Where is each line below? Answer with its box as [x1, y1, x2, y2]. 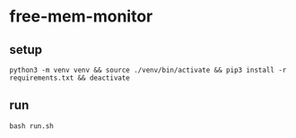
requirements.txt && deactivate [9, 73, 130, 82]
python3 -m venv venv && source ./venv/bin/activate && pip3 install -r [9, 65, 287, 74]
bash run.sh [9, 121, 54, 131]
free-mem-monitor [9, 6, 153, 27]
